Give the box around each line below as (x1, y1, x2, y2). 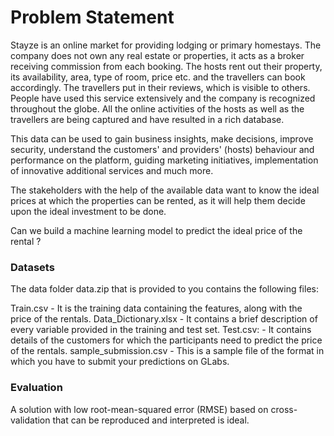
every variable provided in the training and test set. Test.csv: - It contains (10, 324, 312, 336)
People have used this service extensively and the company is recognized (10, 92, 316, 104)
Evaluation (10, 381, 63, 395)
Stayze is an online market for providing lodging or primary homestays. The (10, 39, 322, 51)
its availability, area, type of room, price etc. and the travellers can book (10, 71, 306, 83)
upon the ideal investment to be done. (10, 205, 167, 217)
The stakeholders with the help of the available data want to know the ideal (10, 184, 320, 196)
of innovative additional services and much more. (10, 164, 214, 176)
